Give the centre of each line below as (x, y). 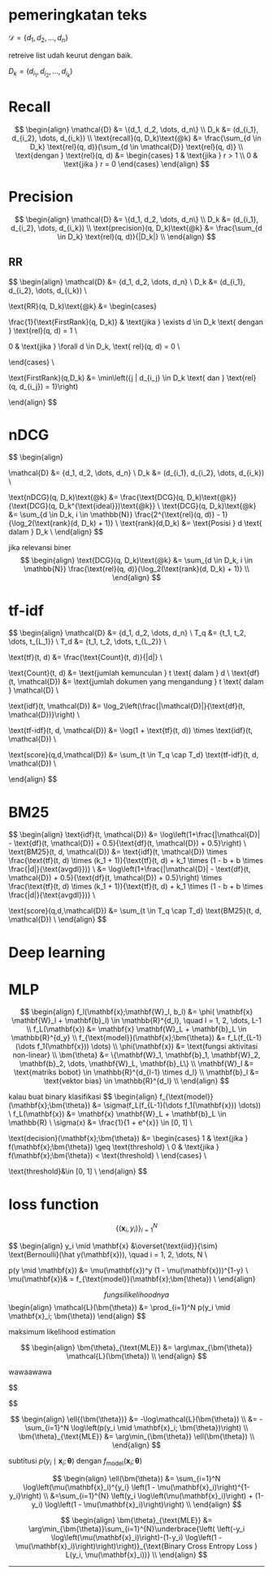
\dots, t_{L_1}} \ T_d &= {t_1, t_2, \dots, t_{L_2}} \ (87, 642)
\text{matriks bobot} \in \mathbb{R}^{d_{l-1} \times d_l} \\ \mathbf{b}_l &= (136, 1072)
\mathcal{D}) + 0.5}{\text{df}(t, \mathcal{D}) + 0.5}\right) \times (115, 878)
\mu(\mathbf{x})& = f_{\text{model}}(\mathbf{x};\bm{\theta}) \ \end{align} (132, 1278)
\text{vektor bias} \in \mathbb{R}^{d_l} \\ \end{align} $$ (136, 1081)
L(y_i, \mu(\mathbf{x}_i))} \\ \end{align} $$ (136, 1555)
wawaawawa (30, 1372)
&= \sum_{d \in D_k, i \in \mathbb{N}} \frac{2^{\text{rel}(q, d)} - (115, 514)
